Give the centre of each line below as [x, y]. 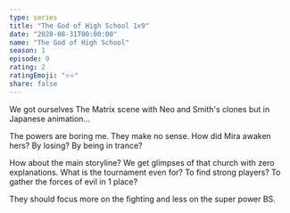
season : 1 [28, 51]
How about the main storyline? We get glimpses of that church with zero [142, 162]
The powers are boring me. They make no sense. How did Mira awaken [141, 135]
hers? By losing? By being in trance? [76, 145]
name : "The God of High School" [69, 42]
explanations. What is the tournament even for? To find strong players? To [145, 172]
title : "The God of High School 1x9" [79, 26]
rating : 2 [28, 68]
